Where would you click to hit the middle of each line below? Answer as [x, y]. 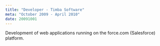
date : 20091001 [21, 19]
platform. [15, 38]
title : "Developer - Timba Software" [45, 10]
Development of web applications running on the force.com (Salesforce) [80, 33]
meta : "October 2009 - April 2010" [43, 14]
